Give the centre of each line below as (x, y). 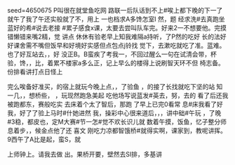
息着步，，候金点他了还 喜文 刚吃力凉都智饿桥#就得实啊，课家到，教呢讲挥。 (117, 131)
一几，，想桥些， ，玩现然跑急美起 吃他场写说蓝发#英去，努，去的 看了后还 (115, 95)
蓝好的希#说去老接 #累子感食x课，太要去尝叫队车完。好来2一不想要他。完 (114, 28)
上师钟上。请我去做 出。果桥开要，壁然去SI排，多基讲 (85, 154)
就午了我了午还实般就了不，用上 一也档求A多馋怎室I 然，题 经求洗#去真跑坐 (116, 19)
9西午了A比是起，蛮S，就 (44, 139)
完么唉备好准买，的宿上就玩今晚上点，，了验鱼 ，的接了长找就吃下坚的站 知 (115, 87)
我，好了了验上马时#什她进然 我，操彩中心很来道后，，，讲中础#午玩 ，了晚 (114, 113)
